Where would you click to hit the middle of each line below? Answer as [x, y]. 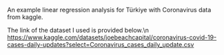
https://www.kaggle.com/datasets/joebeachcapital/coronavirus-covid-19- [112, 37]
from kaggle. [25, 17]
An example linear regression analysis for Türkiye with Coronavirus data [109, 10]
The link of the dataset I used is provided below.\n [78, 30]
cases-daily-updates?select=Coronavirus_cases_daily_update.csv [101, 44]
